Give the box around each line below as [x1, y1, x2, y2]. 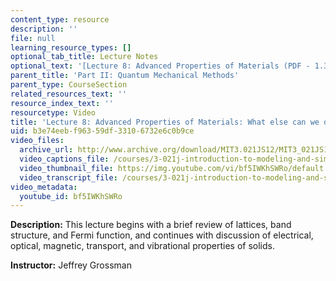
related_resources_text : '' [10, 89, 128, 99]
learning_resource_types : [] [10, 42, 132, 53]
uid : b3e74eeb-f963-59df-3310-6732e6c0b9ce [10, 126, 195, 136]
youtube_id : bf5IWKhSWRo [19, 191, 123, 201]
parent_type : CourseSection [10, 80, 128, 90]
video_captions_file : [19, 154, 110, 164]
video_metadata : [10, 182, 78, 192]
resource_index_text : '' [10, 98, 114, 108]
